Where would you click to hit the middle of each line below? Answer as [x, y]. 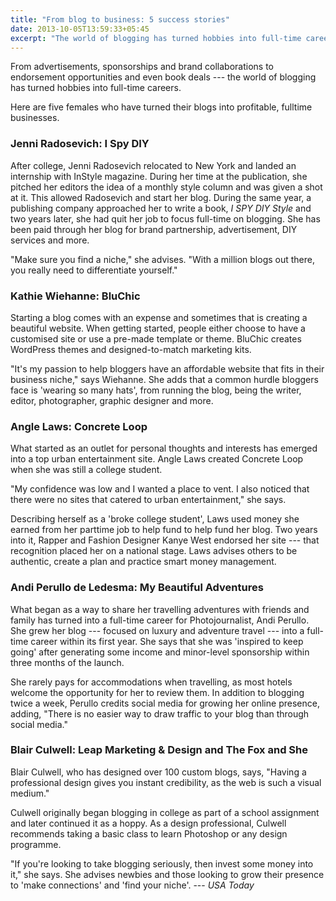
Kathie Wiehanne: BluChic [75, 296]
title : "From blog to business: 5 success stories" [120, 19]
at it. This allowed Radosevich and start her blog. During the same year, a [161, 197]
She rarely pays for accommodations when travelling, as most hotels [151, 682]
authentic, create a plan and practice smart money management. [143, 562]
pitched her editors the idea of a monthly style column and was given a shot [166, 187]
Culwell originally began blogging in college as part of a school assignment [165, 812]
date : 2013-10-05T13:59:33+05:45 [80, 29]
